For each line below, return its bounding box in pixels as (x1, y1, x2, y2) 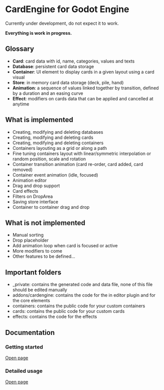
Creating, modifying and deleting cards (12, 134, 94, 140)
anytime (12, 101, 30, 107)
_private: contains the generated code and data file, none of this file (12, 282, 153, 288)
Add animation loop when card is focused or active (12, 243, 118, 249)
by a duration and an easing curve (12, 90, 84, 96)
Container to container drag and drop (12, 204, 90, 210)
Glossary (5, 44, 34, 53)
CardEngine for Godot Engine (5, 4, 129, 15)
